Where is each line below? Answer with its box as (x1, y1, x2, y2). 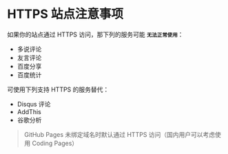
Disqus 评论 (17, 100, 51, 108)
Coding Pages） (32, 139, 79, 147)
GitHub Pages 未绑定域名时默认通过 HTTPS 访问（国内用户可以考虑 (23, 130, 216, 138)
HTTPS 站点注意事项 (7, 6, 124, 22)
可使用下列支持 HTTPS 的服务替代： (7, 85, 110, 93)
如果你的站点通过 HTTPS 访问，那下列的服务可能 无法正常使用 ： (7, 30, 184, 38)
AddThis (17, 107, 41, 115)
